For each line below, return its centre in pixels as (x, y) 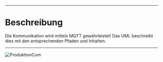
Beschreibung (34, 23)
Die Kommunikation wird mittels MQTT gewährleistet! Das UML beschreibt (79, 36)
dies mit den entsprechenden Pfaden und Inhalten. (56, 41)
